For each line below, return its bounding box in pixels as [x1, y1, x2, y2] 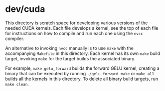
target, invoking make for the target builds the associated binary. [5, 55, 136, 61]
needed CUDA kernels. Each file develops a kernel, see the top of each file [5, 25, 159, 31]
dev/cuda [5, 3, 45, 15]
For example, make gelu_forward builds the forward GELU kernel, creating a [5, 65, 160, 71]
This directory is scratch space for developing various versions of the [5, 20, 148, 26]
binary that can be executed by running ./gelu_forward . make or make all [5, 70, 155, 76]
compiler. [5, 36, 24, 42]
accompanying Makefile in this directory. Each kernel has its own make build [5, 50, 161, 56]
